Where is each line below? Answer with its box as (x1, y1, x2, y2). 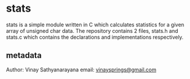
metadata (6, 50, 42, 60)
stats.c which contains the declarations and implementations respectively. (6, 33, 184, 40)
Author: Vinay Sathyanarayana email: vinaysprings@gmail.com (6, 66, 156, 73)
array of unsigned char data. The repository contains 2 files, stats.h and (6, 27, 179, 34)
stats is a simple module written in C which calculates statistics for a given (6, 21, 185, 28)
